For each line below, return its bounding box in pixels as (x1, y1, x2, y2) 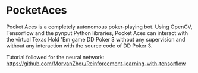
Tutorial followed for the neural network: (6, 53, 105, 61)
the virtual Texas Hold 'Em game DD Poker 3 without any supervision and (6, 36, 186, 43)
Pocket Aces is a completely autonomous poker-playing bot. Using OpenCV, (6, 23, 193, 30)
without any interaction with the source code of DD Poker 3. (6, 42, 153, 49)
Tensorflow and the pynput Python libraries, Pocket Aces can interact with (6, 29, 188, 36)
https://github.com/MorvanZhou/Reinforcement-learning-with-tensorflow (6, 60, 186, 67)
